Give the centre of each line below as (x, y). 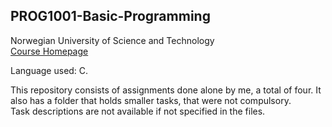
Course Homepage (49, 51)
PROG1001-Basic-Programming (110, 16)
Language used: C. (49, 70)
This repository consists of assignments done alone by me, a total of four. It (166, 90)
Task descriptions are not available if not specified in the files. (138, 111)
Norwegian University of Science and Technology (112, 40)
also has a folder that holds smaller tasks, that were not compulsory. (151, 100)
